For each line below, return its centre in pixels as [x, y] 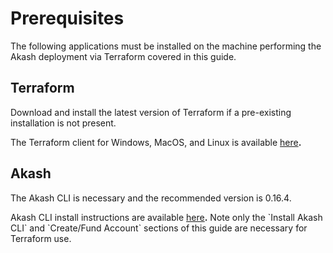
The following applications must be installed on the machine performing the [166, 46]
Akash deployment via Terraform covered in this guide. [123, 56]
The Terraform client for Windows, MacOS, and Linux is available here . [156, 142]
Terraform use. [41, 238]
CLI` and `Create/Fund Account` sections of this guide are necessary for [159, 228]
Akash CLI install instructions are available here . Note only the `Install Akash [166, 217]
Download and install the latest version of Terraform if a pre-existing [151, 112]
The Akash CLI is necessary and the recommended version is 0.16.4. [151, 198]
